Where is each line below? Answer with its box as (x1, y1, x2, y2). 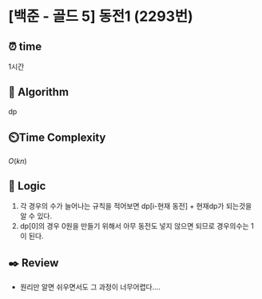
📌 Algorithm (8, 86, 69, 99)
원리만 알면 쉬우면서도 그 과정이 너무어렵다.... (19, 282, 161, 292)
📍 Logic (8, 179, 46, 193)
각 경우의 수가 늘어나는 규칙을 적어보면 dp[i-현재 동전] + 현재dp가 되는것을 (19, 201, 252, 211)
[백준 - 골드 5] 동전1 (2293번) (8, 7, 193, 26)
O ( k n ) (8, 156, 27, 165)
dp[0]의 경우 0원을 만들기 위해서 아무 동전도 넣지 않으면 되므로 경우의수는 (19, 221, 249, 231)
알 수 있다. (19, 211, 53, 221)
